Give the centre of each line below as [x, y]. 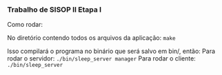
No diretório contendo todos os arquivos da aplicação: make [91, 38]
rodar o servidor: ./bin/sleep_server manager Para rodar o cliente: [102, 58]
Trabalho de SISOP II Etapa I [54, 10]
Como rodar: [25, 25]
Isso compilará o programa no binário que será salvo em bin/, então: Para [111, 51]
